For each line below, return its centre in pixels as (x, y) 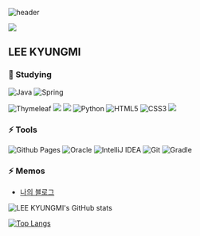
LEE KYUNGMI (45, 52)
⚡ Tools (23, 130)
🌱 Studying (30, 75)
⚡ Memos (27, 171)
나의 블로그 (37, 192)
